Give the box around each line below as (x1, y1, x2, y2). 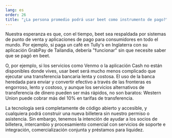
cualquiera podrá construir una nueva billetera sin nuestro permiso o (5, 110, 150, 117)
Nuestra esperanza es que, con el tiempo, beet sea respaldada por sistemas (5, 31, 166, 37)
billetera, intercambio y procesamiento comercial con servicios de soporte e (5, 121, 166, 128)
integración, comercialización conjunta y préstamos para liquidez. (5, 127, 144, 133)
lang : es (5, 7, 24, 13)
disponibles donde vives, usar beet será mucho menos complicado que (5, 68, 156, 74)
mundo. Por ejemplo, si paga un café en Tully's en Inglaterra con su (5, 42, 148, 48)
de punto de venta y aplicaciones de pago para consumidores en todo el (5, 36, 159, 42)
